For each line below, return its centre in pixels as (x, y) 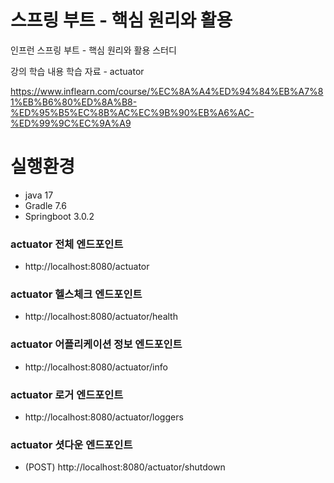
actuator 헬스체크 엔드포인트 (76, 294)
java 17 (39, 195)
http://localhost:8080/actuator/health (101, 317)
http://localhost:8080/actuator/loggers (104, 417)
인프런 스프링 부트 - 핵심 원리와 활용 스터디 (93, 50)
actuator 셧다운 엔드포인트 (71, 444)
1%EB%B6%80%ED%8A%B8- (74, 102)
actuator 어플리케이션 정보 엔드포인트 (96, 344)
